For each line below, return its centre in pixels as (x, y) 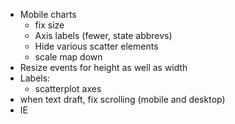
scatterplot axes (68, 88)
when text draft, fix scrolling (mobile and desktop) (122, 99)
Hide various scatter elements (96, 46)
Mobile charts (48, 14)
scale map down (68, 57)
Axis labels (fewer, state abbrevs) (103, 35)
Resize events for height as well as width (103, 67)
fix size (49, 25)
